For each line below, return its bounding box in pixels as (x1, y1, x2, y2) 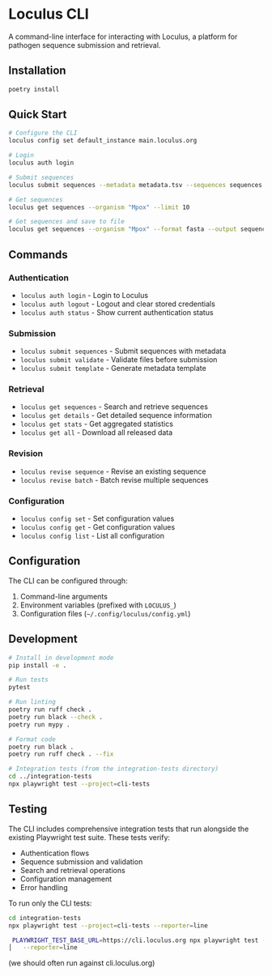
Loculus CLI (8, 5, 89, 23)
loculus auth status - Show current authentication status (19, 307, 214, 317)
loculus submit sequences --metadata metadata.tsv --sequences (8, 181, 227, 189)
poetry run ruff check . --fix (8, 750, 114, 758)
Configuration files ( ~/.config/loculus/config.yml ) (19, 608, 191, 618)
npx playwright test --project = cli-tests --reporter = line (8, 921, 208, 930)
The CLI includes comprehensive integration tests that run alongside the (8, 824, 249, 833)
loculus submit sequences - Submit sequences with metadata (19, 346, 227, 356)
